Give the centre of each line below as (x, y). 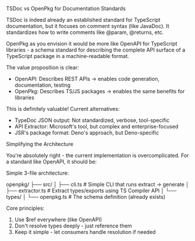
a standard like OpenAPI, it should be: (52, 162)
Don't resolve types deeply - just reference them (73, 226)
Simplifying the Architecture (40, 144)
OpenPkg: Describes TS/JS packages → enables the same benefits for (100, 91)
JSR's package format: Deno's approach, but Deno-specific (87, 133)
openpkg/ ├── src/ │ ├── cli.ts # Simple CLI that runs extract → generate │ (97, 184)
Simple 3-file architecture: (37, 173)
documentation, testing (42, 85)
